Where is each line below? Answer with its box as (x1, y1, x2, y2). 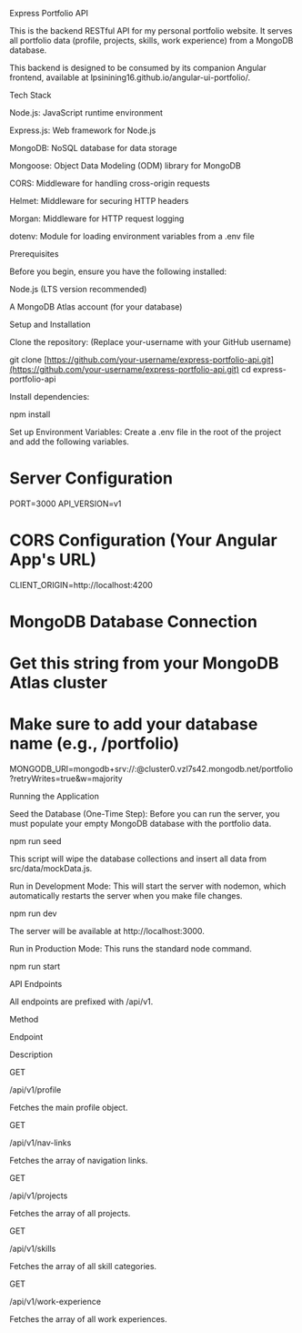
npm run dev (9, 908, 57, 919)
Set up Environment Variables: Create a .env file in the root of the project (9, 427, 282, 437)
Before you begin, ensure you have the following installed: (9, 266, 227, 277)
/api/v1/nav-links (9, 1137, 72, 1148)
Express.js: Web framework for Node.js (9, 125, 156, 136)
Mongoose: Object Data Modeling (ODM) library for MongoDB (9, 160, 241, 171)
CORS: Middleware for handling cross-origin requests (9, 178, 211, 188)
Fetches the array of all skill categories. (9, 1261, 157, 1272)
